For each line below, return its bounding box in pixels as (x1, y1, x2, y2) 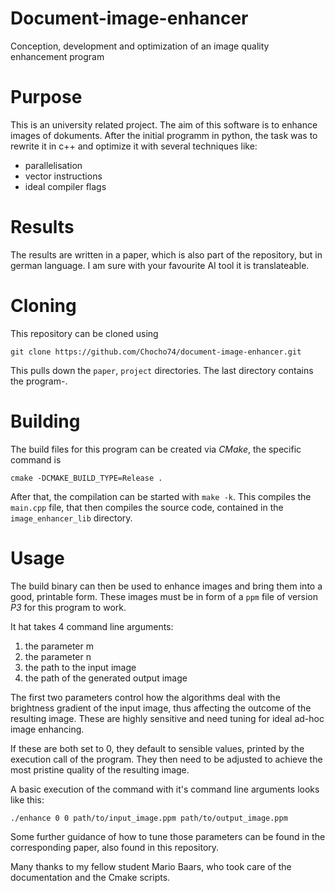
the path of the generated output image (24, 672, 188, 684)
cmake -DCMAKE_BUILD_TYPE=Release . (10, 473, 163, 483)
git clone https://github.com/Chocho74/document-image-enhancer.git (10, 347, 302, 357)
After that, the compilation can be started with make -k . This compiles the (10, 490, 312, 502)
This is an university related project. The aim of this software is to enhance (10, 118, 318, 131)
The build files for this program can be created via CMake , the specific (10, 443, 302, 455)
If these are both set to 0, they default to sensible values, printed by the (10, 742, 305, 754)
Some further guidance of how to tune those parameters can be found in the (10, 830, 326, 842)
